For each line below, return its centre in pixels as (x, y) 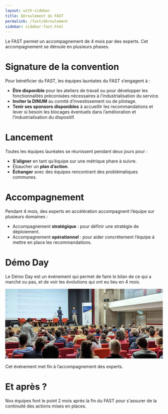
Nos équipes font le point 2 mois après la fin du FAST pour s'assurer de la (81, 400)
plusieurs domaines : (27, 217)
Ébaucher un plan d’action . (40, 167)
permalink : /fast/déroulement (37, 21)
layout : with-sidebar (28, 11)
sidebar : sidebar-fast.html (34, 27)
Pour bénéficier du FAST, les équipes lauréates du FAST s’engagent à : (78, 81)
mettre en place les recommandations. (52, 242)
